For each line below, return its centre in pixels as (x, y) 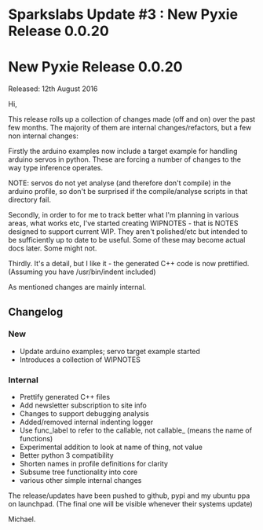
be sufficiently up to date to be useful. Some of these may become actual (127, 240)
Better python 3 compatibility (66, 455)
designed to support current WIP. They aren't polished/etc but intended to (128, 232)
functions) (36, 439)
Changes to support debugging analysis (84, 414)
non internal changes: (43, 136)
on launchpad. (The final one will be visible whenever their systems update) (130, 504)
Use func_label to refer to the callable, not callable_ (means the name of (136, 430)
